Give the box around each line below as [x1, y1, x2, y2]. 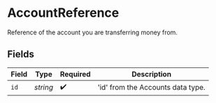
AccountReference [7, 5, 120, 21]
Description [131, 69, 172, 78]
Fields [7, 48, 35, 60]
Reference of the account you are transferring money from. [7, 28, 178, 36]
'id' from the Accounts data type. [97, 83, 206, 92]
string [34, 83, 54, 92]
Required [59, 69, 91, 78]
